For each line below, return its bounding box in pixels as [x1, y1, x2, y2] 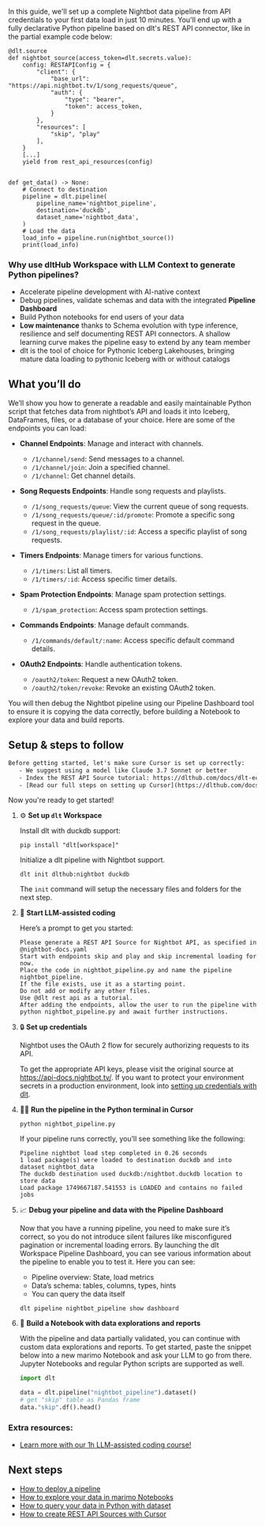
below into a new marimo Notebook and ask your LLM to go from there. [19, 1350, 252, 1360]
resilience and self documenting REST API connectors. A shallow [19, 329, 231, 339]
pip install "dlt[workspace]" [19, 842, 120, 850]
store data [19, 1177, 56, 1185]
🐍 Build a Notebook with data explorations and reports [19, 1319, 201, 1328]
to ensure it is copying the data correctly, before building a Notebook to [8, 707, 241, 717]
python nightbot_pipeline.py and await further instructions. [19, 1008, 229, 1016]
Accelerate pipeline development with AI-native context [19, 287, 201, 297]
